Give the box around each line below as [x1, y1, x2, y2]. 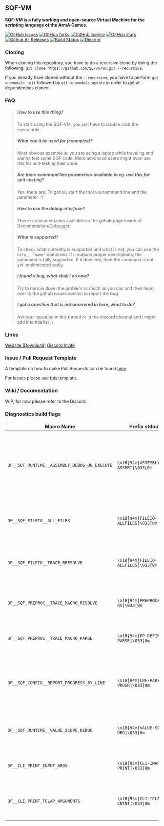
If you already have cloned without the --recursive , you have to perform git [5, 75, 159, 80]
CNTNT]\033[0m [117, 801, 150, 806]
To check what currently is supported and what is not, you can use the [17, 246, 159, 252]
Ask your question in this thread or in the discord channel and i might [17, 314, 156, 320]
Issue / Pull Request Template [5, 354, 77, 361]
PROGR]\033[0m [117, 683, 150, 688]
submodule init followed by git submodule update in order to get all [5, 80, 141, 86]
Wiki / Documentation [5, 387, 58, 394]
